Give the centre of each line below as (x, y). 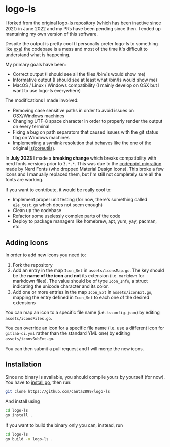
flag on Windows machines (41, 137)
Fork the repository (33, 265)
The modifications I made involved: (42, 100)
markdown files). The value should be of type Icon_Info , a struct (80, 281)
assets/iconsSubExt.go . (30, 338)
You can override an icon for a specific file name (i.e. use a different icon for (85, 328)
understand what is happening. (38, 55)
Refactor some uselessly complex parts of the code (66, 216)
